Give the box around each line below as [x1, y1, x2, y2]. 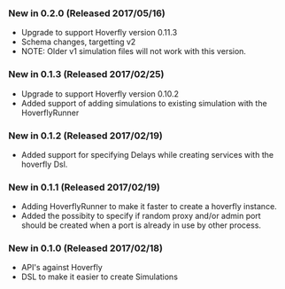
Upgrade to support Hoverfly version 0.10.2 [20, 88, 179, 99]
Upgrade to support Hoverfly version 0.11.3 [20, 27, 178, 38]
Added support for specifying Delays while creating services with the [20, 149, 274, 160]
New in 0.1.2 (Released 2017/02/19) [8, 129, 163, 142]
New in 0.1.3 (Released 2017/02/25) [8, 68, 165, 81]
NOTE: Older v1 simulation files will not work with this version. [20, 46, 247, 57]
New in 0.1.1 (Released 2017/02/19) [8, 181, 160, 193]
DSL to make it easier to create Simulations [20, 271, 179, 282]
